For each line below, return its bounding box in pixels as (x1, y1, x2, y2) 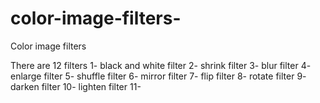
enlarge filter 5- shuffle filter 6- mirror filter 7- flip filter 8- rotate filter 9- (10, 70, 307, 82)
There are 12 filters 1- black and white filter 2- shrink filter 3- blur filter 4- (10, 59, 312, 71)
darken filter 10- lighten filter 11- (10, 80, 142, 92)
